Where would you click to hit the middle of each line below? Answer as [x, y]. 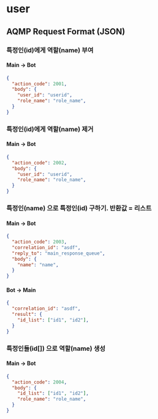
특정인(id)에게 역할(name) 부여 [50, 50]
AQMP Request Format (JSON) [66, 32]
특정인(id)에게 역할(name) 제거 [50, 129]
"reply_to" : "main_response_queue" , [58, 253]
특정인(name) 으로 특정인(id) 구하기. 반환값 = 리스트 [79, 208]
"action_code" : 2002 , [39, 163]
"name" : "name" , [38, 265]
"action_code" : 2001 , [39, 84]
